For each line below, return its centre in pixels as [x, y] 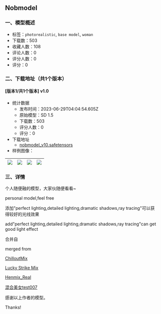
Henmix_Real [18, 277]
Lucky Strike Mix [22, 268]
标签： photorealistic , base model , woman [53, 34]
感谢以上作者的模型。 [26, 298]
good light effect [22, 229]
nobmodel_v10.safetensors [46, 145]
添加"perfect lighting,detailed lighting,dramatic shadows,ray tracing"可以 [78, 208]
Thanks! [13, 307]
